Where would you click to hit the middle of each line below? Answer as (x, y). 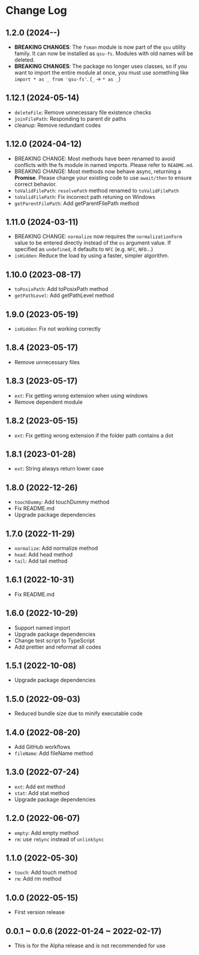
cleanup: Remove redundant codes (58, 125)
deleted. (25, 60)
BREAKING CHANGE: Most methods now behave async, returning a (97, 171)
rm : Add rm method (38, 879)
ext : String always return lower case (59, 469)
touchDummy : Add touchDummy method (62, 502)
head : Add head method (43, 554)
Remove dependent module (49, 402)
